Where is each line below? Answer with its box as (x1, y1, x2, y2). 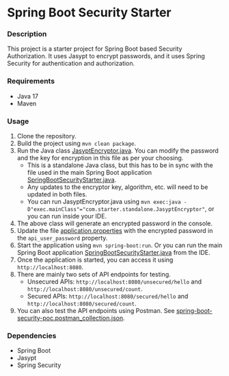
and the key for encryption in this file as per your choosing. (16, 154, 184, 162)
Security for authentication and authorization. (7, 60, 135, 68)
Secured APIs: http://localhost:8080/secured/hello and (27, 292, 189, 301)
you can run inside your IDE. (27, 212, 107, 221)
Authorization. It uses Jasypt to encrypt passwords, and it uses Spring (7, 52, 205, 60)
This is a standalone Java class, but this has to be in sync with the (27, 161, 213, 169)
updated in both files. (27, 190, 87, 199)
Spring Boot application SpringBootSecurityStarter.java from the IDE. (16, 249, 211, 257)
